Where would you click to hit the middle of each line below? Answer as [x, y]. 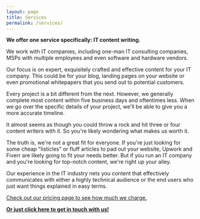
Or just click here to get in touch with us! [58, 209]
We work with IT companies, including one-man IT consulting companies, [97, 52]
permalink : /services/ [35, 23]
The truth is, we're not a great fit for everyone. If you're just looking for [94, 143]
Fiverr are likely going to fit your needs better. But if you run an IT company [99, 155]
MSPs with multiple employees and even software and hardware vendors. [97, 58]
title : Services [26, 17]
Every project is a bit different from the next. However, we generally [90, 94]
